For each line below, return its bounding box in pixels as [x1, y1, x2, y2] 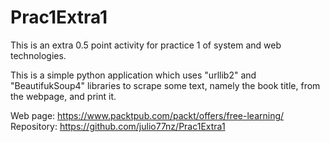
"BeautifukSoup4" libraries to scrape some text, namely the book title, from [10, 79, 321, 91]
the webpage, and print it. [10, 90, 117, 102]
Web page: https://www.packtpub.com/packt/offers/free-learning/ [10, 109, 285, 121]
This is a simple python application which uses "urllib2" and [10, 69, 257, 81]
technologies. [10, 49, 67, 61]
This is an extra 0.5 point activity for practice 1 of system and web [10, 39, 282, 51]
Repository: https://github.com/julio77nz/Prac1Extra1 [10, 120, 226, 132]
